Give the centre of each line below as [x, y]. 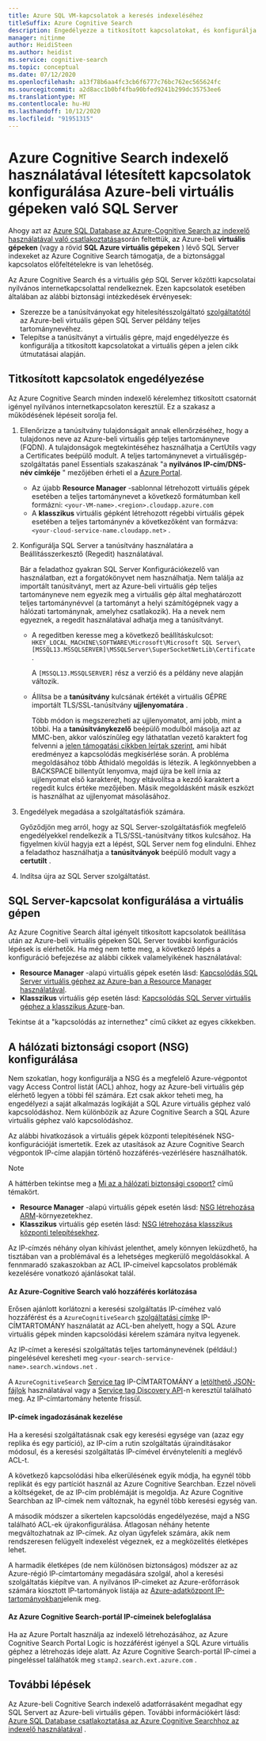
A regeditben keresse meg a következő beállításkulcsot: [122, 635]
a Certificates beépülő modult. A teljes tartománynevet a [112, 455]
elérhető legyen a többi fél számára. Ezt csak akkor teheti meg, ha [116, 1095]
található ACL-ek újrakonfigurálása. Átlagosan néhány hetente [109, 1524]
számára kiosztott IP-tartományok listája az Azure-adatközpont [111, 1590]
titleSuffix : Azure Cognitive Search [70, 23]
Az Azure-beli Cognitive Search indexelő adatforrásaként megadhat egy [125, 1704]
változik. [45, 681]
